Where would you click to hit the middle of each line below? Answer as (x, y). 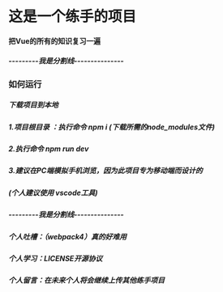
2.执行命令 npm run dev (49, 149)
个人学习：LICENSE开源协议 (56, 258)
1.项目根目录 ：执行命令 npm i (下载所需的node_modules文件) (111, 127)
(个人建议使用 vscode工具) (53, 193)
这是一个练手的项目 (73, 17)
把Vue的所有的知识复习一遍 (55, 40)
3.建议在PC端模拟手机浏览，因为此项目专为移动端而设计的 (105, 171)
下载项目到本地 (33, 105)
